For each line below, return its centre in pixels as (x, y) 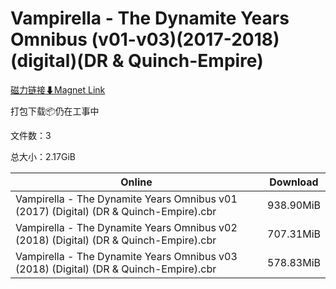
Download (294, 182)
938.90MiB (294, 205)
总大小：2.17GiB (43, 156)
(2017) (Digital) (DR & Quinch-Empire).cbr (116, 211)
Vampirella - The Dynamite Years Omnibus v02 (126, 227)
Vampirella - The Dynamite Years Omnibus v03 (126, 256)
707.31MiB (294, 234)
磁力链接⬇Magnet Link (58, 89)
